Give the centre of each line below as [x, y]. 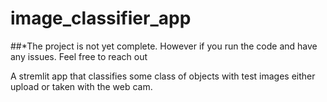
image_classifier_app [101, 18]
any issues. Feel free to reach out [79, 56]
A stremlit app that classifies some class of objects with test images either [163, 76]
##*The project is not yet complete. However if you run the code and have [164, 46]
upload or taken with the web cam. [81, 86]
